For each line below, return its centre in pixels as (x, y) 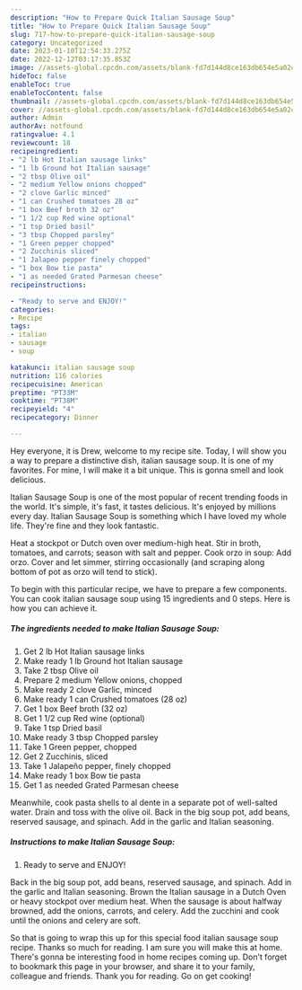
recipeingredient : (44, 151)
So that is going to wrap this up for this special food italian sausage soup (144, 937)
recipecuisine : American (56, 384)
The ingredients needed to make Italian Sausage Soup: (115, 629)
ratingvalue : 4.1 (43, 135)
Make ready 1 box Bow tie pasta (82, 775)
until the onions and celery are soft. (76, 920)
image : (22, 68)
